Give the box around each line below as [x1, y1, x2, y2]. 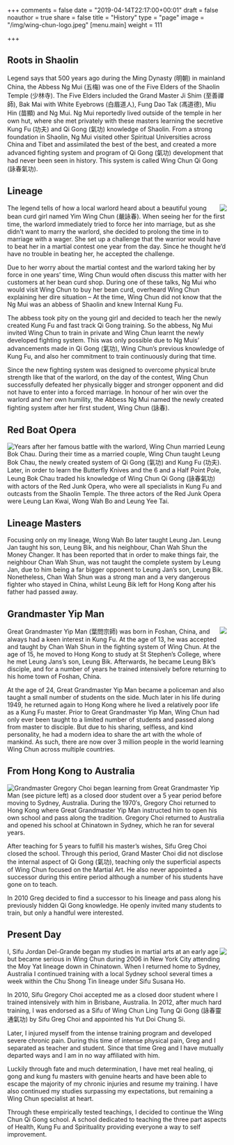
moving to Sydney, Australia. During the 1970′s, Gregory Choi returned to [7, 798, 216, 807]
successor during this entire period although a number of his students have [7, 872, 224, 881]
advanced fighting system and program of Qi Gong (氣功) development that [7, 148, 224, 156]
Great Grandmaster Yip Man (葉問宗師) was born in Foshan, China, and [7, 627, 210, 636]
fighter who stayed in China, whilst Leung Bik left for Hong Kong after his [7, 581, 216, 589]
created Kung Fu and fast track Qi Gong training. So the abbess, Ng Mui [7, 321, 213, 329]
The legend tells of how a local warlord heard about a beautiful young [7, 204, 207, 212]
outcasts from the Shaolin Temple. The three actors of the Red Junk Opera [7, 490, 221, 498]
